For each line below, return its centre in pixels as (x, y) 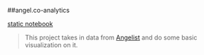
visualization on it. (51, 45)
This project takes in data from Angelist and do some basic (111, 37)
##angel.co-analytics (38, 10)
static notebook (30, 24)
